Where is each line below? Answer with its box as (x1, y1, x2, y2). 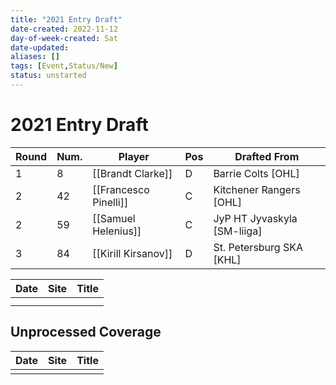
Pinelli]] (92, 195, 129, 209)
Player (118, 149, 150, 163)
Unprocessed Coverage (10, 324, 162, 341)
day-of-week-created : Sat (10, 33, 118, 43)
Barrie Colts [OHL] (213, 166, 300, 180)
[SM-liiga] (213, 224, 263, 238)
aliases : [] (10, 52, 60, 62)
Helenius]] (92, 224, 142, 238)
